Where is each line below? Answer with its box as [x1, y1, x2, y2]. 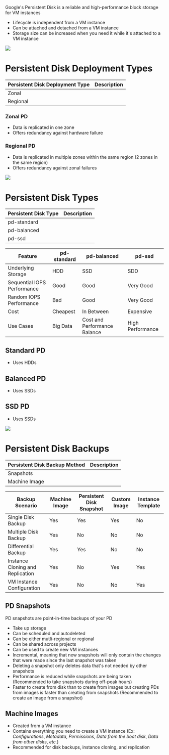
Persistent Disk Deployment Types [5, 63, 153, 74]
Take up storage [12, 625, 47, 631]
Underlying [8, 264, 34, 272]
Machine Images [5, 709, 59, 718]
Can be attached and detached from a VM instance [12, 25, 119, 31]
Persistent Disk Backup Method [8, 461, 86, 468]
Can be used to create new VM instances [12, 646, 98, 652]
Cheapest [52, 308, 75, 315]
